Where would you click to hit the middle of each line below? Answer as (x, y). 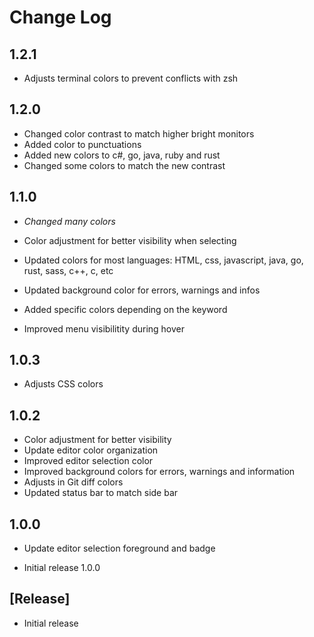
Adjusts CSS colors (63, 384)
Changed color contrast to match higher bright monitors (139, 133)
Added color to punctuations (82, 144)
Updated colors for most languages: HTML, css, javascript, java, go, (163, 260)
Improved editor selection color (88, 461)
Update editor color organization (91, 450)
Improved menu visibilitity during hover (104, 328)
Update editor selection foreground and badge (119, 548)
